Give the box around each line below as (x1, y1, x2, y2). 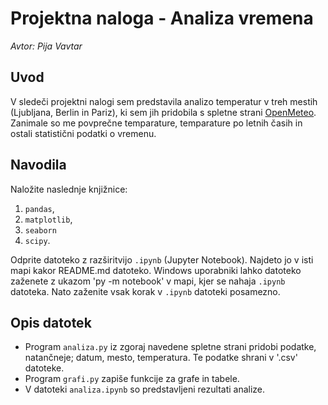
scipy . (24, 234, 51, 246)
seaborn (24, 225, 57, 236)
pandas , (24, 202, 55, 214)
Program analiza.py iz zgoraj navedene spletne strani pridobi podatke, (24, 341, 317, 353)
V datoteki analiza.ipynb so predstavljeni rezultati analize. (24, 383, 266, 396)
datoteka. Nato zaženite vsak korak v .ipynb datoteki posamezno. (10, 285, 281, 297)
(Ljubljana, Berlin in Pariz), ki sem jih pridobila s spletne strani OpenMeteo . (10, 106, 317, 118)
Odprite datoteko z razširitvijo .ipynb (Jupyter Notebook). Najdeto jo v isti (10, 253, 314, 266)
